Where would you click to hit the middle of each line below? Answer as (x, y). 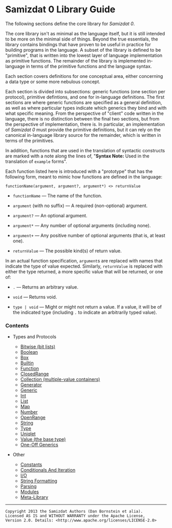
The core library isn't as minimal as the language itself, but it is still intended (85, 33)
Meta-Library (34, 497)
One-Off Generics (39, 445)
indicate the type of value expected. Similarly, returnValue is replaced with (84, 266)
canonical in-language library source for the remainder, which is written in (83, 135)
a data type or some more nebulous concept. (53, 82)
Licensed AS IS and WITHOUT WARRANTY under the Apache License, (75, 516)
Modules (30, 492)
